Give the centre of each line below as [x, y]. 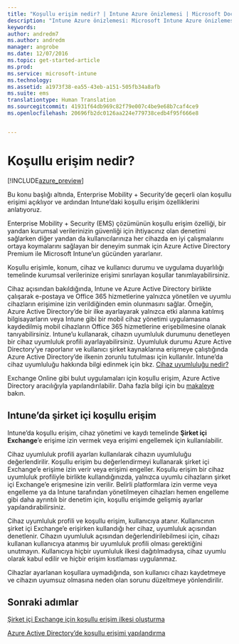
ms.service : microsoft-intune [52, 73]
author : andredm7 [33, 34]
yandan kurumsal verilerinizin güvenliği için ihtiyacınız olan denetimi [107, 231]
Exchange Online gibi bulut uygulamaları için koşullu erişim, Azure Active [114, 378]
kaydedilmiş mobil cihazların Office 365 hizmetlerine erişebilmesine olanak [117, 326]
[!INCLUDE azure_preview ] [46, 180]
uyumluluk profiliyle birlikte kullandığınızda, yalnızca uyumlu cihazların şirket [119, 477]
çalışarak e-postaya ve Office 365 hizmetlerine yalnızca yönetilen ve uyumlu [119, 296]
